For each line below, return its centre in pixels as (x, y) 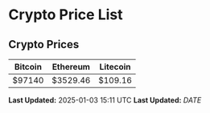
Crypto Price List (66, 15)
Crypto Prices (44, 44)
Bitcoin (28, 67)
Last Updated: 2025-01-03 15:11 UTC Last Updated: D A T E (105, 100)
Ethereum (71, 67)
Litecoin (115, 67)
